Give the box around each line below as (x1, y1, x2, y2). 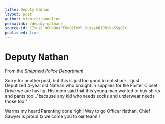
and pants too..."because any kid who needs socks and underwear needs (5, 93, 155, 99)
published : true (5, 30, 39, 35)
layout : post (5, 12, 32, 17)
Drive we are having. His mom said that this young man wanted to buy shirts (5, 87, 160, 94)
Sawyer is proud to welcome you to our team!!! (5, 113, 100, 119)
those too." (5, 98, 28, 104)
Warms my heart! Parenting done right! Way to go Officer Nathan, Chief (5, 108, 151, 114)
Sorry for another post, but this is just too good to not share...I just (5, 77, 140, 83)
